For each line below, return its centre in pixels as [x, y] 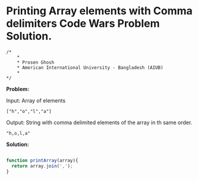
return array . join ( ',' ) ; [42, 166]
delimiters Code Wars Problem [83, 23]
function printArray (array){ [42, 160]
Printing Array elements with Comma [100, 11]
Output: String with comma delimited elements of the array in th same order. [99, 122]
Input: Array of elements [36, 100]
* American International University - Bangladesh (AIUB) [90, 67]
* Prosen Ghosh [36, 62]
